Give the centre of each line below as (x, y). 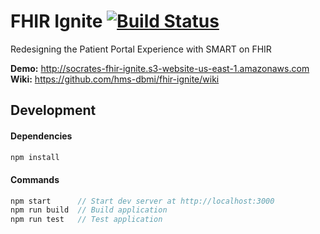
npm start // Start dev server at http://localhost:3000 (142, 201)
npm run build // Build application (89, 210)
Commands (35, 179)
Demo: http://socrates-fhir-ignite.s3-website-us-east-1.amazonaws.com (160, 68)
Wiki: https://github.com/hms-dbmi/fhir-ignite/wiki (115, 79)
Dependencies (41, 136)
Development (53, 110)
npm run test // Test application (86, 220)
